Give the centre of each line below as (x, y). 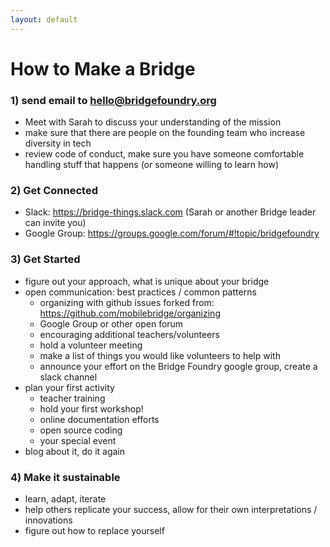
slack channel (68, 377)
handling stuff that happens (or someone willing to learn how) (151, 165)
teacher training (72, 398)
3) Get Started (45, 259)
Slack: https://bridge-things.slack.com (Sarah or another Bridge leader (170, 212)
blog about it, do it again (75, 451)
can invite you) (55, 223)
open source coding (81, 430)
